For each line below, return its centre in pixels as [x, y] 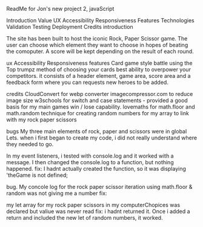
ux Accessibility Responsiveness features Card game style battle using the [99, 63]
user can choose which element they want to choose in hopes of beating [97, 45]
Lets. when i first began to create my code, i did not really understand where [102, 138]
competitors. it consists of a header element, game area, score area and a [98, 76]
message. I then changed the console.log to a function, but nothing [90, 162]
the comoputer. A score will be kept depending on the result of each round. [100, 51]
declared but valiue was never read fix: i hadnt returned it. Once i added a [98, 211]
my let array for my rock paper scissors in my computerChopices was [93, 205]
